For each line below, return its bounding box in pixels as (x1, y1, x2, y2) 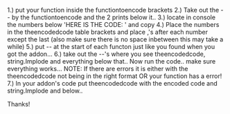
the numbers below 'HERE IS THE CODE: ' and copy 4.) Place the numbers (7, 21, 220, 28)
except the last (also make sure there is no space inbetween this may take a (7, 35, 224, 44)
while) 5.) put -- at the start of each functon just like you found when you (7, 43, 215, 50)
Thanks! (7, 100, 30, 108)
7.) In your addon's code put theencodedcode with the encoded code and (7, 79, 218, 87)
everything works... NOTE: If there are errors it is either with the (7, 65, 188, 73)
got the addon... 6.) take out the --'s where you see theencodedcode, (7, 50, 206, 58)
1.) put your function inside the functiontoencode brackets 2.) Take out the (7, 6, 220, 14)
